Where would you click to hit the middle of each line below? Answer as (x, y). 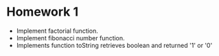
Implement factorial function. (57, 31)
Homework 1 (43, 12)
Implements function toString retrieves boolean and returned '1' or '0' (114, 45)
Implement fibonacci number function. (70, 38)
